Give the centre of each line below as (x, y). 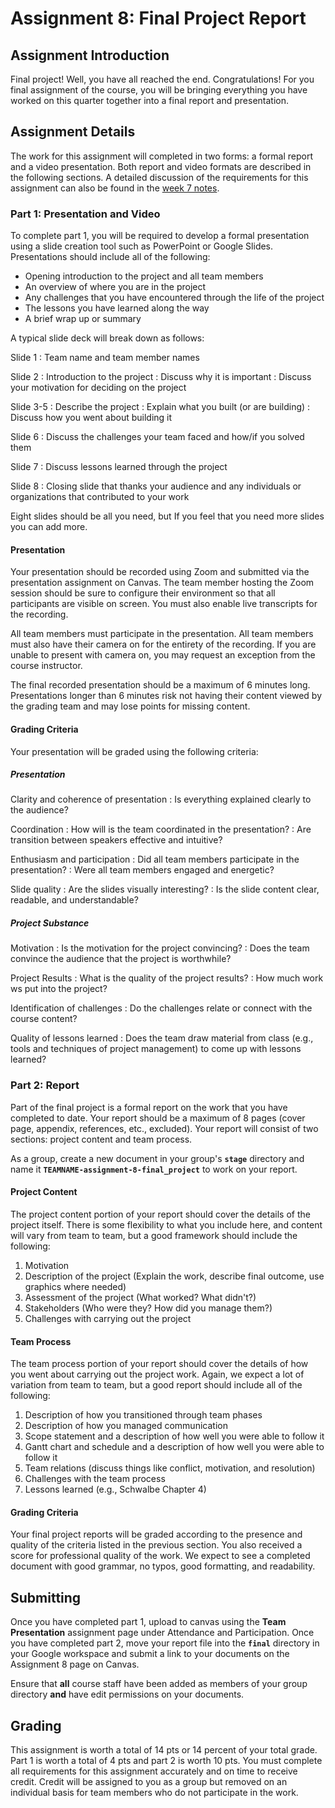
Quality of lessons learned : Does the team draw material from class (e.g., (162, 1038)
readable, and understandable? (74, 900)
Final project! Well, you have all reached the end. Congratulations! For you (162, 79)
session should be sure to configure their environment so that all (143, 593)
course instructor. (46, 666)
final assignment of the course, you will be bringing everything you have (159, 90)
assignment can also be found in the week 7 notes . (115, 188)
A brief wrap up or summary (83, 319)
